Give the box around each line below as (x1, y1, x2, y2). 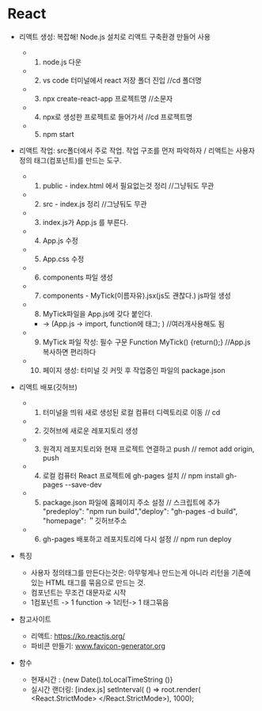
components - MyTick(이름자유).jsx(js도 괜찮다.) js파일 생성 (42, 291, 231, 300)
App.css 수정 (42, 254, 85, 264)
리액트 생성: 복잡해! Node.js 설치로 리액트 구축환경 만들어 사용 (18, 32, 211, 41)
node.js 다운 (42, 57, 82, 67)
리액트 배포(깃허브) (18, 382, 78, 392)
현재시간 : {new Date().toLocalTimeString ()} (30, 675, 173, 684)
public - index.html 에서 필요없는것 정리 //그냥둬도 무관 (42, 181, 215, 190)
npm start (42, 129, 74, 139)
